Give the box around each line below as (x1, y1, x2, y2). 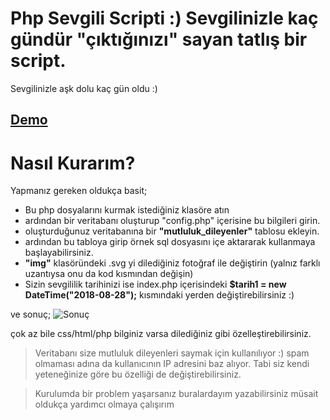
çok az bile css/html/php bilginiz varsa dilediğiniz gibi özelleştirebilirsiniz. (10, 328, 312, 340)
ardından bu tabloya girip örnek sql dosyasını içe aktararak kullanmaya (24, 236, 316, 248)
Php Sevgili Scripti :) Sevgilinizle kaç (10, 7, 319, 30)
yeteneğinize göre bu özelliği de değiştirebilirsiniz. (34, 368, 242, 381)
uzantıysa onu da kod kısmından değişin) (24, 268, 194, 280)
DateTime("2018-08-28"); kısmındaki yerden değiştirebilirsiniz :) (24, 289, 295, 301)
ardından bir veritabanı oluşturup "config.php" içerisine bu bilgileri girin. (24, 215, 321, 227)
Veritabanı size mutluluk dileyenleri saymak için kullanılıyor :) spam (34, 347, 310, 359)
